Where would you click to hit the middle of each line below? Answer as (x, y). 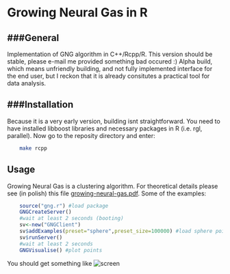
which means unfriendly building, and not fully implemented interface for (110, 69)
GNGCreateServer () (46, 212)
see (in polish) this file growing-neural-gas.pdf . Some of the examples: (107, 193)
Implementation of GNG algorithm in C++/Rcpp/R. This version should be (110, 54)
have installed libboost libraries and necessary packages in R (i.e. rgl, (105, 128)
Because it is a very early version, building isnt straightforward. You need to (114, 121)
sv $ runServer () (41, 237)
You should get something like (50, 263)
